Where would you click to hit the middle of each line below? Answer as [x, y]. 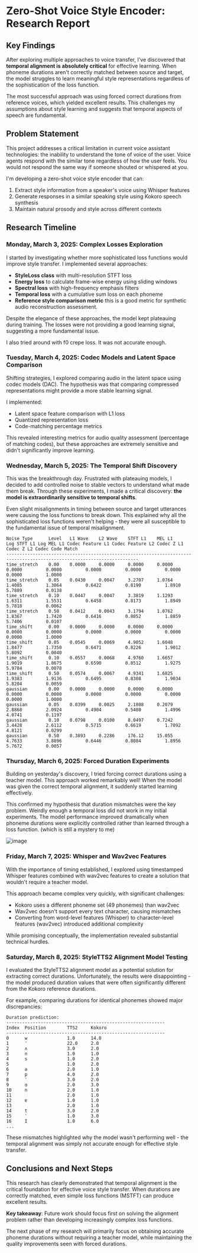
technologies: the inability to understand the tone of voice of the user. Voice [98, 154]
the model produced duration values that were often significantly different [96, 982]
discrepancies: [24, 1006]
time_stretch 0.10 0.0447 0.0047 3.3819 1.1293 [90, 596]
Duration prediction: [33, 1017]
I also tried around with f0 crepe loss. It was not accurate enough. [86, 342]
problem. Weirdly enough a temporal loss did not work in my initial [87, 811]
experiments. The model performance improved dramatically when [87, 817]
